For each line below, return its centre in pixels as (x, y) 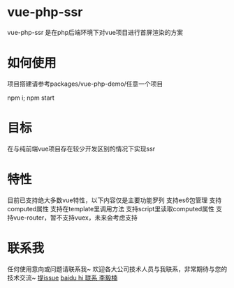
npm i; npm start (31, 98)
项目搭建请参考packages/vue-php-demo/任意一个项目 (85, 84)
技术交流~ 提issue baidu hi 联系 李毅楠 (63, 278)
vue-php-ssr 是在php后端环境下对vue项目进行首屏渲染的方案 (95, 32)
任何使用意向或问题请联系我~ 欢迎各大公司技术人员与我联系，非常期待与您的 (117, 268)
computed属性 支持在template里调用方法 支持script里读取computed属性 (111, 209)
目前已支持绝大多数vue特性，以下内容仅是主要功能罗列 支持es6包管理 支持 (115, 200)
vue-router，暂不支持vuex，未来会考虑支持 (75, 218)
